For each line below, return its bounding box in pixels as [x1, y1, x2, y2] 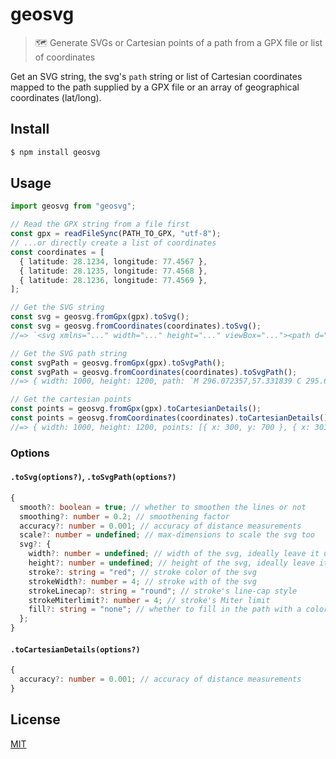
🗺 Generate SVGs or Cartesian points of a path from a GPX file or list [34, 36, 323, 48]
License [10, 711, 61, 728]
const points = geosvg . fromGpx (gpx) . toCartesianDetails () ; [10, 404, 262, 414]
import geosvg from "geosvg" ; [10, 201, 137, 212]
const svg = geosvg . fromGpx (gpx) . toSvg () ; [10, 312, 190, 322]
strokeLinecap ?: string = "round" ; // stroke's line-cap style [28, 586, 298, 596]
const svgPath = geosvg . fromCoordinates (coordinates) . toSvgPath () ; [10, 367, 298, 377]
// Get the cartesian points [10, 394, 132, 405]
